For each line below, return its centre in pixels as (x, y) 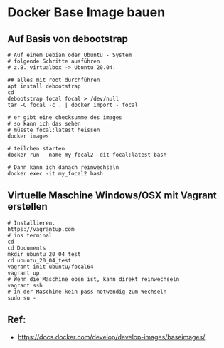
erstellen (27, 206)
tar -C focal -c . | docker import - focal (73, 105)
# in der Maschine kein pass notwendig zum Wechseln (87, 292)
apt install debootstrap (44, 86)
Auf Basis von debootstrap (68, 39)
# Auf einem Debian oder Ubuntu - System (70, 55)
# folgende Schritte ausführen (54, 61)
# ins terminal (30, 235)
